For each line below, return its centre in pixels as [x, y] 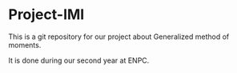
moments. [25, 44]
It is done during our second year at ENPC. [79, 60]
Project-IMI [46, 15]
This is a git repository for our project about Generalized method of [119, 36]
